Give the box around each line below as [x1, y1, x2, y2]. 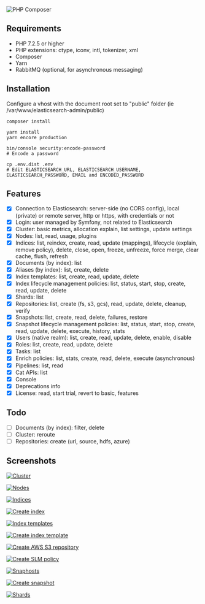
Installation [6, 83, 50, 94]
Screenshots [6, 456, 56, 466]
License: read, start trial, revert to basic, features [15, 389, 139, 397]
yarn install [6, 129, 40, 135]
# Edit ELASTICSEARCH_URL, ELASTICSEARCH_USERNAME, [6, 166, 141, 173]
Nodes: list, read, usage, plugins [15, 232, 97, 239]
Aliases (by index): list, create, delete [15, 266, 109, 273]
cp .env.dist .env [6, 161, 53, 167]
